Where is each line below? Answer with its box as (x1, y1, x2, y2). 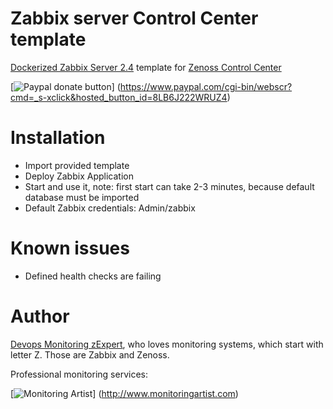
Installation (10, 127, 106, 149)
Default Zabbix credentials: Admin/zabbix (24, 202, 196, 214)
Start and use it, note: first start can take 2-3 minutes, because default (24, 180, 315, 192)
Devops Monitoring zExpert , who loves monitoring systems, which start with (10, 338, 324, 350)
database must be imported (24, 191, 140, 203)
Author (10, 305, 70, 327)
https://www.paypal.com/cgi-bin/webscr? (119, 80, 293, 92)
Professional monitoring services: (10, 368, 148, 380)
